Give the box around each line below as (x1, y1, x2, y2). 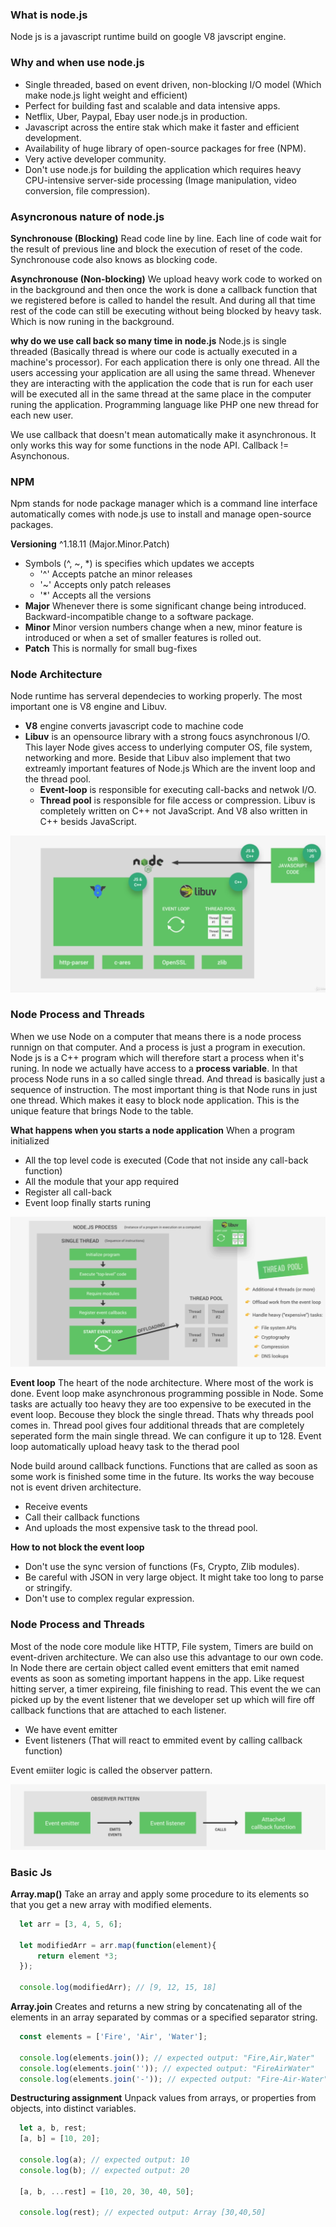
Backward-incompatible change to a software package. (24, 611, 255, 623)
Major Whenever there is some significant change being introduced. (24, 600, 307, 612)
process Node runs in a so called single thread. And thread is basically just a (10, 1073, 326, 1085)
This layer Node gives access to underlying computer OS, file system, (24, 741, 313, 753)
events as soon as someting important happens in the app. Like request (10, 1672, 305, 1684)
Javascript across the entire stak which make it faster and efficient (24, 121, 300, 133)
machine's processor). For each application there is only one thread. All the (10, 356, 320, 368)
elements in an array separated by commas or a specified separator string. (10, 2011, 318, 2023)
